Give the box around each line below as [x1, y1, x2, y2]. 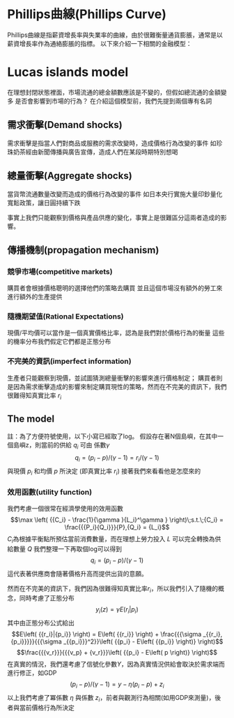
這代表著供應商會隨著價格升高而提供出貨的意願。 [7, 569, 148, 577]
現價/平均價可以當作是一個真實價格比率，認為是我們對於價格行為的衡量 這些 [7, 328, 225, 337]
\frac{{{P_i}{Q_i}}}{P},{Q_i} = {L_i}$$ [64, 523, 170, 532]
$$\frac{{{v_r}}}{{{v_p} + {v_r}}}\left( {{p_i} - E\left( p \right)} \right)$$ [16, 648, 218, 657]
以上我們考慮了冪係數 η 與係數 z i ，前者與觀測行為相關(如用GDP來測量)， [7, 694, 215, 703]
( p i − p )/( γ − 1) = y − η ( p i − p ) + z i [69, 680, 165, 690]
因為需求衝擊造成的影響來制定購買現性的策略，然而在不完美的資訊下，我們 [13, 382, 227, 390]
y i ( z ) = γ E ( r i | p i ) [95, 605, 139, 616]
